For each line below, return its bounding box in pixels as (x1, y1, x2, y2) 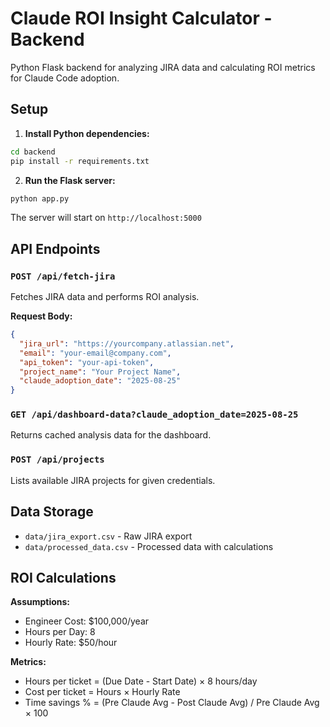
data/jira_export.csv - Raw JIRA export (24, 530, 193, 542)
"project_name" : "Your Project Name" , (19, 367, 182, 377)
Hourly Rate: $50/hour (24, 637, 118, 649)
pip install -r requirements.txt (10, 156, 150, 166)
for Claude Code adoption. (10, 72, 120, 84)
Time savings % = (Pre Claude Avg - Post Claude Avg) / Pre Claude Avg (24, 697, 320, 709)
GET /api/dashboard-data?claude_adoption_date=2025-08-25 (10, 409, 299, 421)
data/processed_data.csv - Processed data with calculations (24, 540, 274, 552)
